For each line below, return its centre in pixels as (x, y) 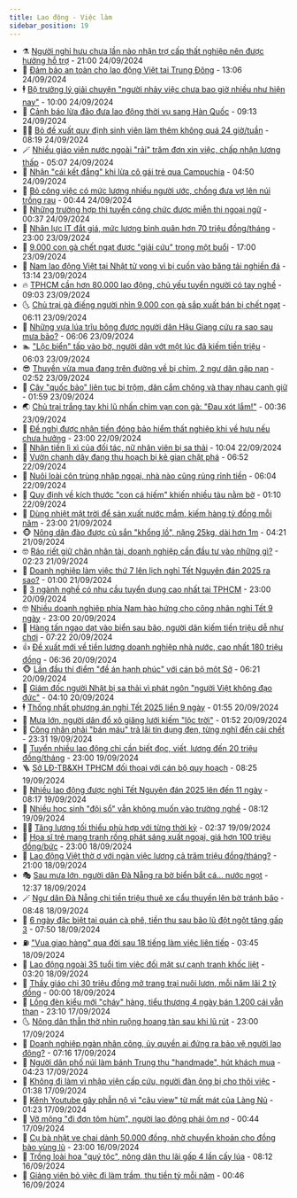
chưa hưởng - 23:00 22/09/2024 (81, 438)
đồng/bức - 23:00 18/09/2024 (77, 846)
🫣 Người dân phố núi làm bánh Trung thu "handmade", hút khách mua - (151, 1062)
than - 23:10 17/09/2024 (66, 1011)
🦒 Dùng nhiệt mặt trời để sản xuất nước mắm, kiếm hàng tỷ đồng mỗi (147, 513)
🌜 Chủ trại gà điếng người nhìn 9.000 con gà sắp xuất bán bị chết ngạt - (154, 304)
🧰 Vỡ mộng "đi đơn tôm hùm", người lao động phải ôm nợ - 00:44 (141, 1118)
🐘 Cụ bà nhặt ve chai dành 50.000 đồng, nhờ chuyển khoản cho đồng (148, 1137)
